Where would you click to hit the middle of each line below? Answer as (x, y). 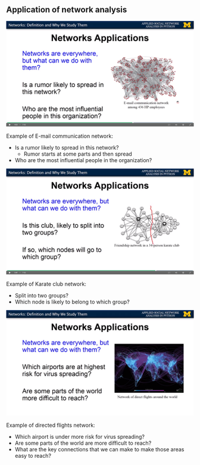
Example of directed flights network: (51, 425)
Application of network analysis (67, 10)
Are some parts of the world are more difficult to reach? (83, 443)
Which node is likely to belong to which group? (72, 302)
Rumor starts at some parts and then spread (78, 154)
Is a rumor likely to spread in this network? (67, 148)
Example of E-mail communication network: (60, 136)
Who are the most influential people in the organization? (83, 160)
